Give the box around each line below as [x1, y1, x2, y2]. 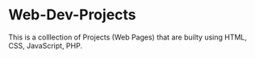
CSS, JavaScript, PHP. [8, 40, 83, 50]
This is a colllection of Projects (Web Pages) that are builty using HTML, [8, 32, 248, 42]
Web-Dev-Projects [8, 6, 136, 24]
